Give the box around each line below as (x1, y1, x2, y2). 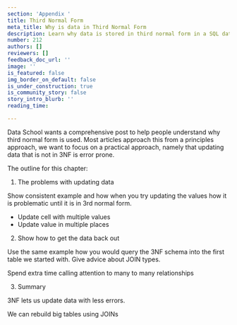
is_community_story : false (7, 89, 87, 96)
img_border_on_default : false (7, 76, 97, 83)
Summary (17, 282, 46, 290)
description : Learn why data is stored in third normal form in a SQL (7, 30, 219, 37)
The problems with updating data (17, 177, 114, 186)
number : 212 (7, 37, 42, 44)
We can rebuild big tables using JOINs (7, 309, 119, 318)
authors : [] (7, 43, 42, 50)
